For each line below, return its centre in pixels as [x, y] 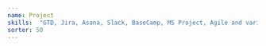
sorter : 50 [25, 30]
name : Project [31, 15]
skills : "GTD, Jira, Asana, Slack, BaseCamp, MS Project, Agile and [125, 23]
